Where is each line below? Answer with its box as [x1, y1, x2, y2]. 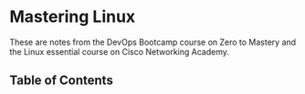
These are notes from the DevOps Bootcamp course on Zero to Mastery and [9, 37, 297, 47]
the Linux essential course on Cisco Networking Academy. [9, 46, 230, 57]
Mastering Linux [9, 6, 136, 27]
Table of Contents [9, 73, 114, 89]
